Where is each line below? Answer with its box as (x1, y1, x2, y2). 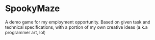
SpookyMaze (5, 3, 60, 14)
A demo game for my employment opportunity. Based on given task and (5, 19, 151, 25)
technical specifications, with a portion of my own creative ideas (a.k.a (5, 24, 148, 30)
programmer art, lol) (5, 29, 46, 35)
